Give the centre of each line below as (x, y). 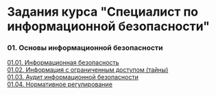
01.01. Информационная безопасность (63, 63)
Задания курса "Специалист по (103, 12)
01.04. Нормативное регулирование (60, 84)
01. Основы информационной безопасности (85, 48)
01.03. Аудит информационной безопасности (73, 77)
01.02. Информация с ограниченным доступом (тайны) (88, 70)
